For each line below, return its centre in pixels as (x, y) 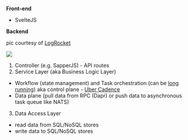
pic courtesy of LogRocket (39, 43)
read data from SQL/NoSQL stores (57, 125)
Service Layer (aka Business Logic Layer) (66, 71)
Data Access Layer (38, 113)
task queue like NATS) (42, 102)
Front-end (19, 9)
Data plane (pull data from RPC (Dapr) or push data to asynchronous (98, 96)
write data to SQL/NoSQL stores (54, 131)
